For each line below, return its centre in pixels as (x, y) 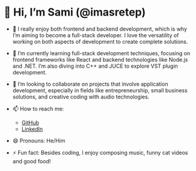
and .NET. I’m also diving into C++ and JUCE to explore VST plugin (95, 66)
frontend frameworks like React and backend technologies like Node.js (100, 59)
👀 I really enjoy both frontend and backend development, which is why (100, 29)
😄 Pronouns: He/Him (39, 140)
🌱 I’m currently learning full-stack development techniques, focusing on (101, 53)
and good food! (32, 161)
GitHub (30, 122)
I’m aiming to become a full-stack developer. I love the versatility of (96, 35)
